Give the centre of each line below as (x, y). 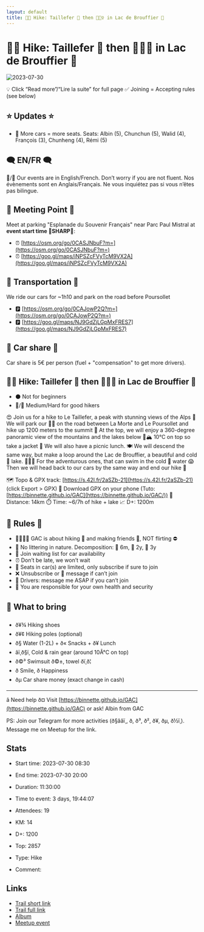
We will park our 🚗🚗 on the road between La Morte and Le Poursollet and (97, 424)
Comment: (28, 869)
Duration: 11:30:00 (38, 787)
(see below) (21, 96)
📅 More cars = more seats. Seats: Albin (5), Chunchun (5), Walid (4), (100, 134)
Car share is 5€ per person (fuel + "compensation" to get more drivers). (96, 362)
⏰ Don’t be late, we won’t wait (53, 560)
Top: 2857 (28, 846)
